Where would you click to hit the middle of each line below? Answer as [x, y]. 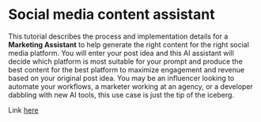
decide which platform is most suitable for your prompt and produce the [125, 61]
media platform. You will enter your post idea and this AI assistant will [121, 53]
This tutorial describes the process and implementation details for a [118, 36]
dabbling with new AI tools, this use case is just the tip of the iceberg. [121, 94]
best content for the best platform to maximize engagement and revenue [127, 69]
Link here [23, 110]
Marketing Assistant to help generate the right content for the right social [129, 44]
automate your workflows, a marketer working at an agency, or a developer [130, 86]
